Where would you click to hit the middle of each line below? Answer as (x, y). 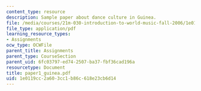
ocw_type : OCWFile (29, 45)
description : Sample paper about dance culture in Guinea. (81, 17)
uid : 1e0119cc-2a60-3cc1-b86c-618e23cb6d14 (61, 78)
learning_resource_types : (38, 34)
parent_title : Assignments (40, 51)
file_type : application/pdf (41, 28)
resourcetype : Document (36, 67)
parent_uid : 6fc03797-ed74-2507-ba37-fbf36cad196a (71, 62)
